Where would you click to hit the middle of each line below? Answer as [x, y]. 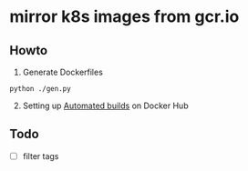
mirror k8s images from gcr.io [124, 17]
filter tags [41, 156]
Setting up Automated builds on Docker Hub [105, 106]
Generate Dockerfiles [62, 72]
